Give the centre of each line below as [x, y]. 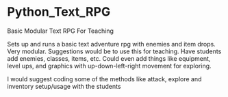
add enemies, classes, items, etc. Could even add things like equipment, [109, 58]
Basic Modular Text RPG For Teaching [61, 31]
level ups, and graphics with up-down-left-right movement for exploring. [109, 66]
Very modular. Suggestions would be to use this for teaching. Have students [114, 51]
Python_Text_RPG [59, 12]
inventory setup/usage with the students [64, 86]
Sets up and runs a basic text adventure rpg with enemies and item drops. [111, 44]
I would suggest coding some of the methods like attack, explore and [104, 79]
